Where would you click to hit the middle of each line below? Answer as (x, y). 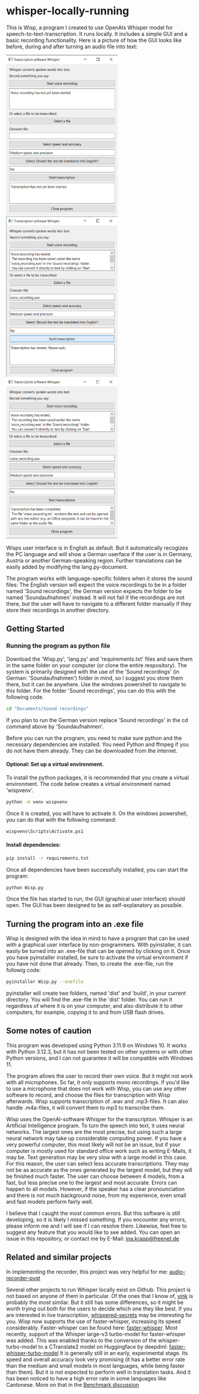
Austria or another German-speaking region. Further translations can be (94, 560)
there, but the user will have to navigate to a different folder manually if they (99, 603)
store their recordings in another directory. (58, 610)
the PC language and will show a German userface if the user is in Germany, (99, 554)
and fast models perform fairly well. (50, 1201)
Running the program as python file (58, 646)
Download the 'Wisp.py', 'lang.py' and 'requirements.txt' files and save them (99, 659)
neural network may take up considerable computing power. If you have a (96, 1138)
